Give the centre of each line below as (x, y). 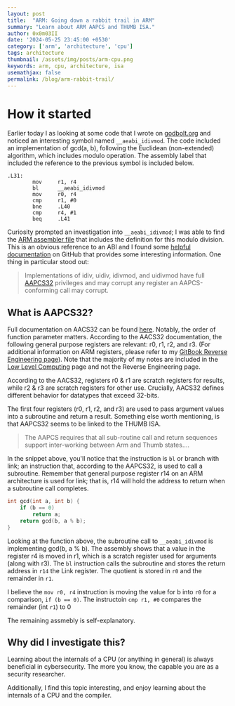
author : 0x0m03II (33, 33)
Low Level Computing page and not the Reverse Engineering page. (104, 367)
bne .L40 (52, 207)
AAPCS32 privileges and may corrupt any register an (101, 283)
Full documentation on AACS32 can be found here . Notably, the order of (112, 329)
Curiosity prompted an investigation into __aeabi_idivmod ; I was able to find (116, 232)
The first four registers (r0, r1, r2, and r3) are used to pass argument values (116, 409)
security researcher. (36, 674)
